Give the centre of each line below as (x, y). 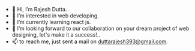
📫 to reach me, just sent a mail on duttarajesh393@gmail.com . (90, 41)
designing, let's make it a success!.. (56, 35)
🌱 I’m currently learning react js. (51, 22)
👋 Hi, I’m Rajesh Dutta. (39, 9)
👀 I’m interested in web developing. (55, 16)
